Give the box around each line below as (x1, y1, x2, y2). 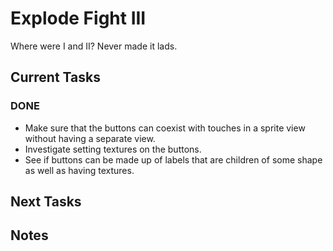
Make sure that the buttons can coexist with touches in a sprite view (24, 122, 306, 134)
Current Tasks (10, 69, 101, 86)
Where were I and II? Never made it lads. (10, 40, 178, 52)
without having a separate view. (24, 132, 156, 144)
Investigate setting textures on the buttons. (24, 143, 202, 155)
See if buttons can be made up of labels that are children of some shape (24, 153, 323, 166)
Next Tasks (10, 193, 82, 211)
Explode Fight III (10, 7, 147, 30)
